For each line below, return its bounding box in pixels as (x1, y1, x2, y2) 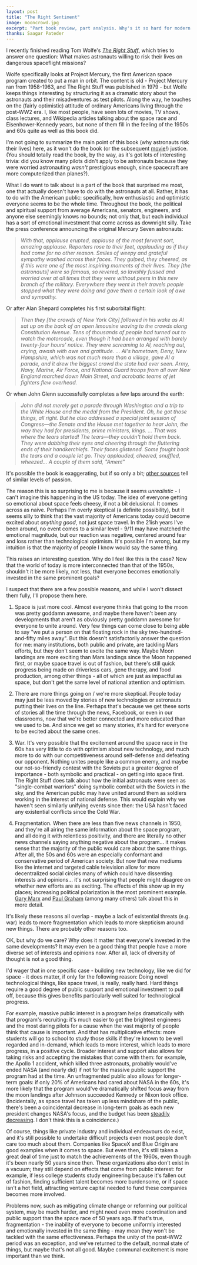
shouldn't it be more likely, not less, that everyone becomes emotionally (6, 568, 180, 575)
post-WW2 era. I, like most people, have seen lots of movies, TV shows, (6, 109, 181, 116)
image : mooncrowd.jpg (6, 19, 59, 25)
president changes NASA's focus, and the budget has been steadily (6, 1110, 170, 1117)
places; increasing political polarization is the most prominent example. (14, 889, 187, 896)
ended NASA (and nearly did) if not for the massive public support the (6, 1067, 176, 1074)
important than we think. (6, 1253, 65, 1260)
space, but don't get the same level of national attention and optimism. (14, 679, 186, 686)
